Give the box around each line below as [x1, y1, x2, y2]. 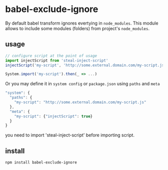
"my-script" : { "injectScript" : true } [14, 114, 93, 119]
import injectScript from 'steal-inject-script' [5, 58, 108, 63]
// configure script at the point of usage [5, 53, 97, 58]
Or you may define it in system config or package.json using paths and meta [5, 81, 160, 87]
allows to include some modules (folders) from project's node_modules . [5, 25, 150, 31]
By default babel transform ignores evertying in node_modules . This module [5, 20, 158, 26]
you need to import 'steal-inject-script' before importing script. [5, 132, 135, 138]
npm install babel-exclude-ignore [5, 160, 77, 165]
